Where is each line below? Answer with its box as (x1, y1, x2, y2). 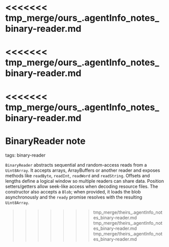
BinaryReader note (5, 135, 86, 146)
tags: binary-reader (5, 152, 46, 158)
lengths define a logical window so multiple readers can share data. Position (5, 178, 164, 184)
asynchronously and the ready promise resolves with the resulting (5, 194, 143, 200)
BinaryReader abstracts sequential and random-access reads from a (5, 162, 147, 168)
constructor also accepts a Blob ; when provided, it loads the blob (5, 188, 141, 194)
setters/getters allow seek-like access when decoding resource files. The (5, 183, 158, 189)
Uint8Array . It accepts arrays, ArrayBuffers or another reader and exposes (5, 167, 160, 173)
